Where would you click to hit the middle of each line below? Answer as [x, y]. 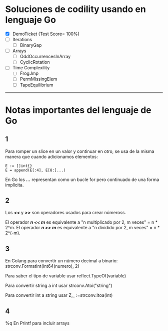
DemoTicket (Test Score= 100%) [46, 34]
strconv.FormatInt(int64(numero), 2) [42, 266]
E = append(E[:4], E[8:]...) [35, 170]
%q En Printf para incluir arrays [37, 323]
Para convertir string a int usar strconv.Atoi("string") [59, 286]
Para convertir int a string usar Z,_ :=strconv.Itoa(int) [59, 295]
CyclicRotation [35, 62]
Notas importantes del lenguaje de [78, 110]
